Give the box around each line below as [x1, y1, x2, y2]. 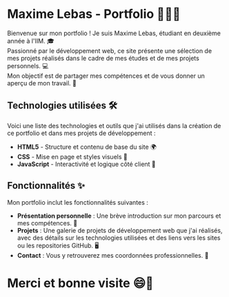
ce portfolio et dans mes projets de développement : [7, 129, 157, 137]
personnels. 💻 [7, 61, 49, 70]
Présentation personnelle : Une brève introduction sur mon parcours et [17, 212, 221, 220]
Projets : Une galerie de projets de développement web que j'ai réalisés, [17, 226, 223, 234]
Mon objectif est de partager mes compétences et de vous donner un [7, 72, 206, 80]
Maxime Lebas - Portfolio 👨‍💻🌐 [7, 6, 181, 22]
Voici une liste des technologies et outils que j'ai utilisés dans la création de [7, 121, 221, 130]
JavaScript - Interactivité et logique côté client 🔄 [17, 160, 157, 168]
